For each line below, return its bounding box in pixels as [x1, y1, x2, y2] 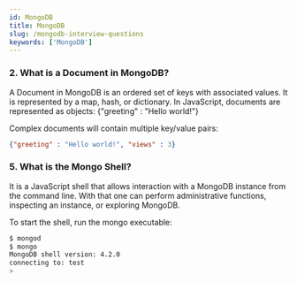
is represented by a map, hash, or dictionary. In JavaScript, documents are [9, 96, 281, 107]
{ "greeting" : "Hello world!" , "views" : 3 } [9, 140, 176, 149]
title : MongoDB [9, 21, 65, 30]
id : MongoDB [9, 12, 53, 22]
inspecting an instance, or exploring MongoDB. [9, 200, 181, 210]
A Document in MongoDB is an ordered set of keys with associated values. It [9, 87, 288, 97]
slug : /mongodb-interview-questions [9, 29, 144, 38]
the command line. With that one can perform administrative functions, [9, 190, 267, 201]
